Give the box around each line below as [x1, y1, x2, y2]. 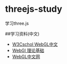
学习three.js [5, 20, 29, 26]
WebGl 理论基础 [12, 47, 45, 53]
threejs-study [5, 3, 63, 15]
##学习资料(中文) [5, 31, 40, 36]
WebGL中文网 [12, 53, 40, 60]
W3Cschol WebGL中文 [12, 41, 58, 47]
